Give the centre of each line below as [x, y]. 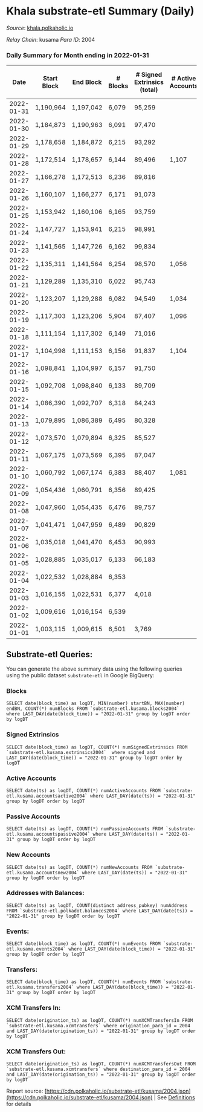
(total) [149, 90]
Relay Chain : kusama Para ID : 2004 [51, 39]
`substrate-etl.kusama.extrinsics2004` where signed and [81, 752]
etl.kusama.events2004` [36, 949]
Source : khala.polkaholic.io [40, 28]
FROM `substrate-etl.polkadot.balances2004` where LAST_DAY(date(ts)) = [100, 911]
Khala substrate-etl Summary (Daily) [100, 11]
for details [19, 1104]
